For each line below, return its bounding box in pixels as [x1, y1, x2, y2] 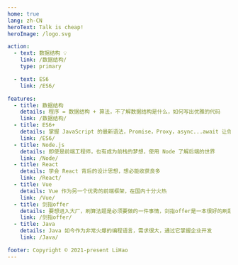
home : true [7, 10, 40, 18]
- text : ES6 [13, 75, 50, 82]
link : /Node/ [20, 154, 59, 162]
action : [7, 43, 30, 50]
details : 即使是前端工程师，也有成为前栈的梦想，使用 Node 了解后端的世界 [20, 148, 215, 155]
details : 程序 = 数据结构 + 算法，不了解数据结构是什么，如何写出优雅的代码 [20, 108, 221, 116]
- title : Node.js [13, 141, 65, 148]
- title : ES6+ [13, 121, 55, 129]
